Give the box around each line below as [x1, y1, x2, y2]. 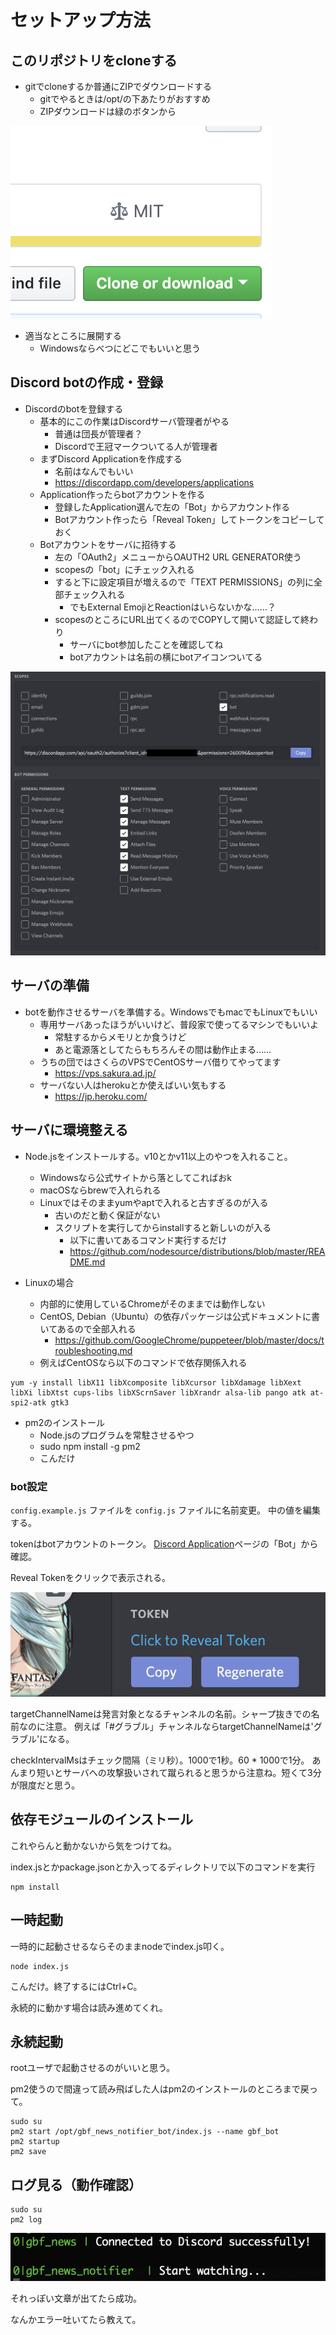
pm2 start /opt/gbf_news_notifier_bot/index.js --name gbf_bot [10, 2127, 280, 2137]
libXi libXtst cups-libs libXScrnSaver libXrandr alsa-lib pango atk [10, 1387, 307, 1398]
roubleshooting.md [54, 1344, 133, 1356]
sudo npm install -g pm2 [39, 1440, 141, 1452]
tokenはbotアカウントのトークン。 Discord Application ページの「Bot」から [10, 1538, 319, 1550]
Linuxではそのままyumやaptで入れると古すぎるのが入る [39, 1196, 269, 1208]
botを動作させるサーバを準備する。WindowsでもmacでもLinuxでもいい [24, 1006, 318, 1018]
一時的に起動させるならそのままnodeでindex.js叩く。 [10, 1940, 230, 1952]
